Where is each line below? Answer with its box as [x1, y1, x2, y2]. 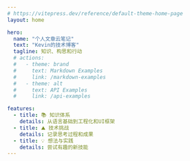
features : [7, 105, 36, 112]
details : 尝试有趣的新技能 [19, 144, 89, 151]
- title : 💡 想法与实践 [13, 137, 74, 144]
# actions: [13, 54, 45, 62]
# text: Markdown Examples [13, 67, 103, 74]
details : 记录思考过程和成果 [19, 131, 94, 138]
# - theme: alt [13, 80, 63, 87]
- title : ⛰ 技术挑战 [13, 125, 70, 131]
